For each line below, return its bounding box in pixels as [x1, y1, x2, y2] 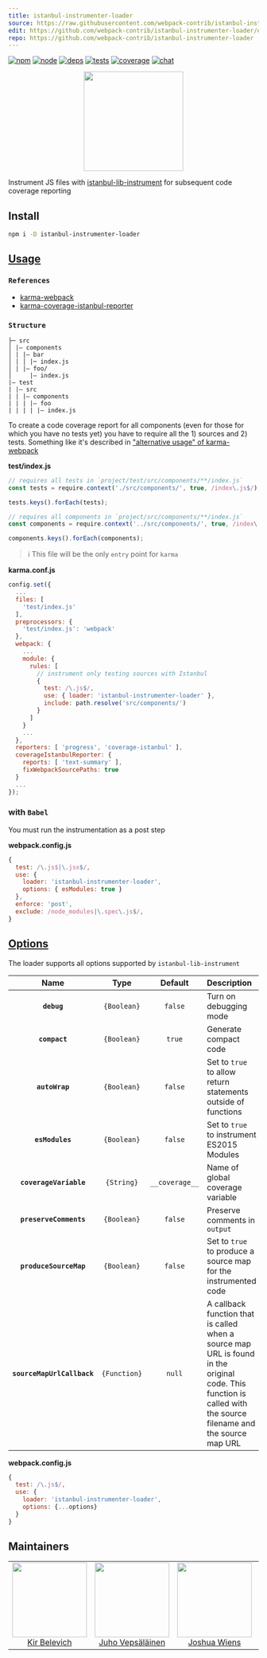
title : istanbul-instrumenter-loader [8, 11, 133, 20]
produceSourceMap [20, 1261, 86, 1270]
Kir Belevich [27, 1637, 72, 1648]
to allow [206, 1066, 236, 1077]
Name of [206, 1162, 239, 1173]
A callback [206, 1298, 246, 1309]
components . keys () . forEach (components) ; [8, 534, 145, 542]
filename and [206, 1418, 256, 1429]
